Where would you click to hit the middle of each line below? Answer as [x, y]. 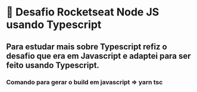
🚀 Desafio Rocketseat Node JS [83, 12]
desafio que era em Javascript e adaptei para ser [99, 56]
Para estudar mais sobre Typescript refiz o [87, 47]
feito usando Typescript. [53, 65]
